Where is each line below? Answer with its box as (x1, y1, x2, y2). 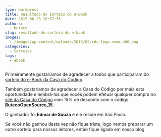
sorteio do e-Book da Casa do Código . (5, 77, 84, 83)
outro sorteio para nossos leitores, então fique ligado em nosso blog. (5, 127, 146, 133)
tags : (5, 53, 16, 58)
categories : (5, 44, 30, 49)
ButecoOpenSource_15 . (5, 102, 54, 108)
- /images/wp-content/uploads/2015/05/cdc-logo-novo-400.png (9, 40, 139, 45)
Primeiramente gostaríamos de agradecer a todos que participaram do (5, 71, 149, 77)
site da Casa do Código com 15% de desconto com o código (5, 97, 129, 103)
